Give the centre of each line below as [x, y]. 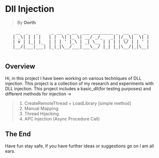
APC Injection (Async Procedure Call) [62, 118]
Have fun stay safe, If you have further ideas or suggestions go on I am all [79, 146]
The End [18, 134]
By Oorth [26, 22]
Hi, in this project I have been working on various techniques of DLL [73, 78]
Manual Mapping [41, 108]
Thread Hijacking [42, 114]
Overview [20, 67]
